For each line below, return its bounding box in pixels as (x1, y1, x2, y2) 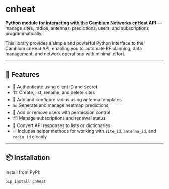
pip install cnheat (5, 179, 46, 184)
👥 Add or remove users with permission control (12, 109, 111, 115)
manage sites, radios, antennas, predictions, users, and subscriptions (5, 25, 149, 31)
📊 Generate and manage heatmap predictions (12, 102, 109, 108)
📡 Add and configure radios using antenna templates (12, 96, 122, 102)
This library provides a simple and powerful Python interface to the (5, 40, 144, 46)
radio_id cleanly (12, 133, 47, 139)
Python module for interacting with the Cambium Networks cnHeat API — (5, 20, 162, 26)
